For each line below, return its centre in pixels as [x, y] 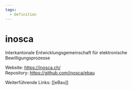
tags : [11, 10]
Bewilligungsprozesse [28, 58]
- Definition [23, 14]
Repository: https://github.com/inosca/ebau [50, 73]
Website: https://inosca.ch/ [33, 68]
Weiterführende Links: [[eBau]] [37, 83]
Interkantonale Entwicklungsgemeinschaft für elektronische [66, 53]
